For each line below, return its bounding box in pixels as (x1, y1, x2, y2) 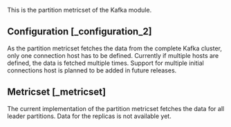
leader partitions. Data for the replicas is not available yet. (7, 112, 172, 120)
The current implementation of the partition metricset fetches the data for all (7, 104, 225, 113)
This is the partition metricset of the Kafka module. (7, 6, 152, 14)
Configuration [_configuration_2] (7, 26, 152, 37)
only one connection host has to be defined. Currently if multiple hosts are (7, 51, 219, 59)
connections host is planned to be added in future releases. (7, 66, 177, 75)
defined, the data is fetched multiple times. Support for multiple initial (7, 59, 204, 67)
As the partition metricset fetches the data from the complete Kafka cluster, (7, 44, 223, 52)
